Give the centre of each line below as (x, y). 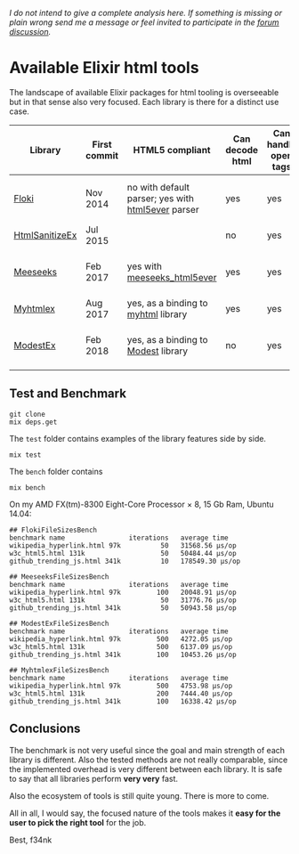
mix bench (28, 488)
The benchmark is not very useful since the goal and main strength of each (147, 750)
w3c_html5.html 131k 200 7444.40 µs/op (121, 694)
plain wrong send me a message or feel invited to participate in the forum (144, 22)
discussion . (30, 32)
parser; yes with (160, 198)
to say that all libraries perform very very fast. (94, 778)
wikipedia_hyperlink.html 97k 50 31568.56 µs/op (123, 545)
